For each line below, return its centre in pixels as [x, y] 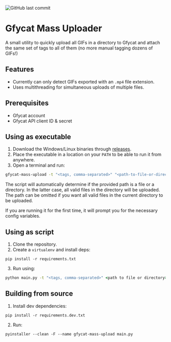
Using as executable [38, 137]
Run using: [24, 269]
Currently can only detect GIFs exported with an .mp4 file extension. [83, 82]
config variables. [23, 216]
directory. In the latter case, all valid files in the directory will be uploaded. [83, 190]
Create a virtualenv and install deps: [51, 250]
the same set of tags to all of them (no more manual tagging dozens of [79, 48]
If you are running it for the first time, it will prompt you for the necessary [81, 211]
